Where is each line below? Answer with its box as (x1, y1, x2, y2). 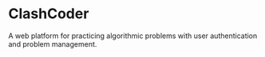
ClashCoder (8, 5, 89, 23)
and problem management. (8, 39, 97, 48)
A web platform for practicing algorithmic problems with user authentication (8, 31, 258, 40)
